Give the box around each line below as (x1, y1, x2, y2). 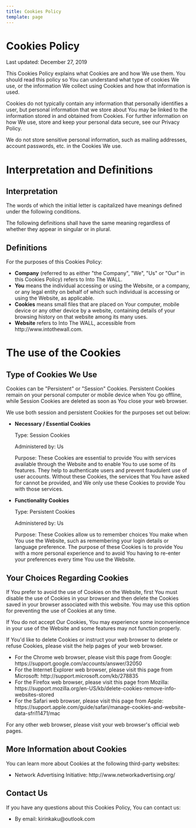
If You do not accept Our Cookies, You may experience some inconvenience (6, 619, 190, 626)
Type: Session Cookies (14, 432, 70, 439)
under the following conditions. (6, 208, 81, 215)
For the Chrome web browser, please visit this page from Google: (14, 654, 172, 661)
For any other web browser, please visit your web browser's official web (6, 721, 180, 728)
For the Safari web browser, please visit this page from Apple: (14, 697, 164, 704)
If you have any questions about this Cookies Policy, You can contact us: (6, 804, 181, 811)
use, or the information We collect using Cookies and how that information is (6, 83, 191, 90)
